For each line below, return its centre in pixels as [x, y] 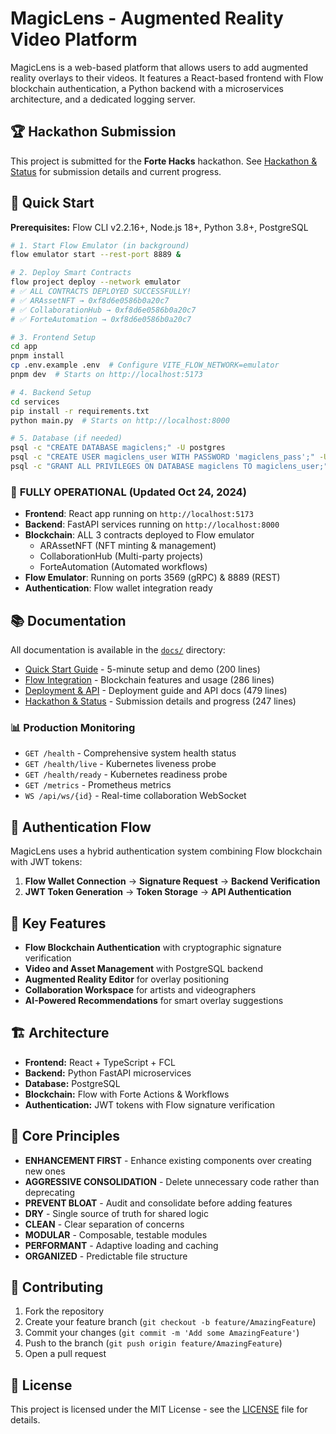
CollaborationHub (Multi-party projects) [121, 556]
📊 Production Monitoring [73, 727]
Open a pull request [65, 1354]
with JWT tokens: [46, 862]
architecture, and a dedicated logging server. [103, 99]
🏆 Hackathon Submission [93, 132]
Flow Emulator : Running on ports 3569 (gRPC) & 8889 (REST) [152, 578]
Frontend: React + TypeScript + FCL [100, 1062]
